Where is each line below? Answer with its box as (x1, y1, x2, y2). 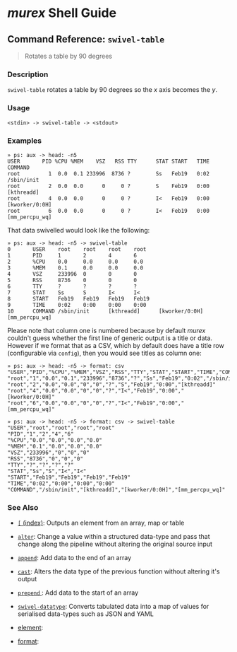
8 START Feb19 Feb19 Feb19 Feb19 (7, 295, 150, 302)
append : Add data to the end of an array (17, 554, 132, 562)
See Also (7, 502, 39, 512)
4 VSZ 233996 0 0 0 (7, 270, 138, 277)
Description (7, 69, 49, 79)
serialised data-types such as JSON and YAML (17, 610, 154, 618)
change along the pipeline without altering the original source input (17, 540, 213, 549)
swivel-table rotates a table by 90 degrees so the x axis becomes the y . (7, 86, 217, 94)
